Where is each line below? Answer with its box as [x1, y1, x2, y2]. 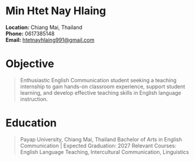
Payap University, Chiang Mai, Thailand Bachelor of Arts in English [20, 136, 182, 143]
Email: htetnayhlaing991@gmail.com [5, 36, 95, 43]
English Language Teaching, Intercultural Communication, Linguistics [20, 148, 189, 155]
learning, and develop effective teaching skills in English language [20, 89, 181, 96]
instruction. [20, 95, 48, 102]
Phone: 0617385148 [5, 30, 55, 37]
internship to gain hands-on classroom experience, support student [20, 83, 186, 90]
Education [5, 117, 57, 130]
